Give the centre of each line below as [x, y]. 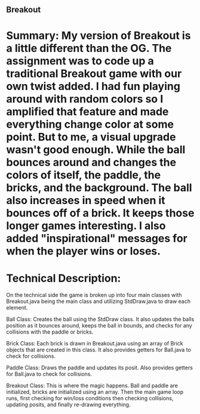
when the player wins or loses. [84, 251]
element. [17, 307]
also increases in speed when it [86, 200]
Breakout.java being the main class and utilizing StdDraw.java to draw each [99, 301]
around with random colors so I [85, 99]
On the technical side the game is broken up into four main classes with [94, 295]
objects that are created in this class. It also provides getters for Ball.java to [99, 350]
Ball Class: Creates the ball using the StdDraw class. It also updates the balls [100, 319]
